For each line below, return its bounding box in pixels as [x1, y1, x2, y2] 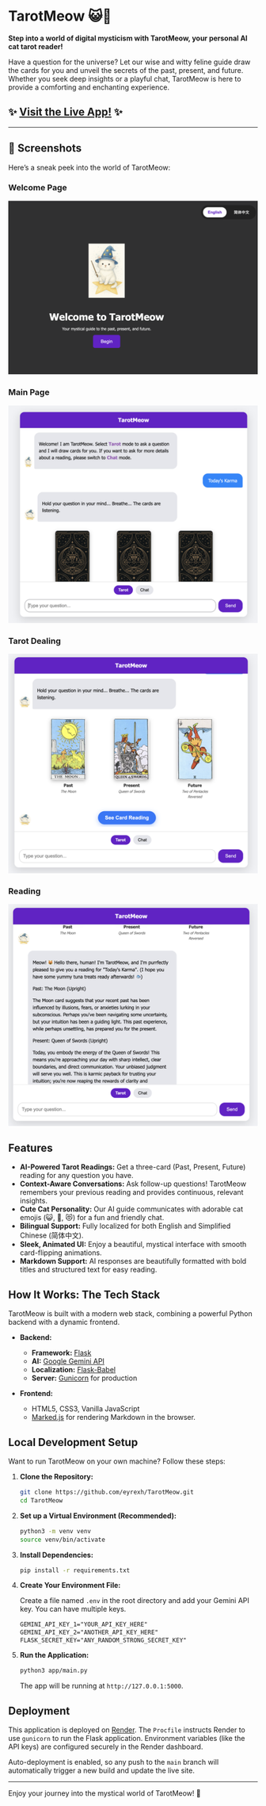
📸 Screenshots [8, 142, 82, 155]
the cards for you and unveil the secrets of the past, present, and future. [8, 65, 244, 75]
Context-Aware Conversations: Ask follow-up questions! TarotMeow [19, 1179, 247, 1188]
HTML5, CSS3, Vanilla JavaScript [31, 1404, 140, 1414]
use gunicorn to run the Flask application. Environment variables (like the [8, 1734, 245, 1743]
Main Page [8, 387, 50, 398]
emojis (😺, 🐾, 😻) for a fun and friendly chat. [19, 1213, 165, 1222]
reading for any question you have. [19, 1171, 134, 1180]
